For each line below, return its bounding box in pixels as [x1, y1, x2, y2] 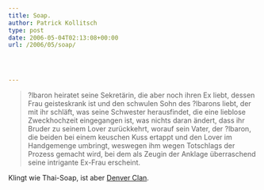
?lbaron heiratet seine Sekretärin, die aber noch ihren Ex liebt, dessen [27, 90, 255, 100]
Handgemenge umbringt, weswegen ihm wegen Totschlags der [27, 141, 235, 150]
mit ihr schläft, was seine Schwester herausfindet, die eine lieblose [27, 108, 247, 117]
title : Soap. [8, 11, 52, 20]
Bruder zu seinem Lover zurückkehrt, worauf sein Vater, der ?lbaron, [27, 124, 251, 134]
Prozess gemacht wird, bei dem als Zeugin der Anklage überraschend [27, 150, 256, 159]
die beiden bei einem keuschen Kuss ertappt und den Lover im [27, 132, 232, 142]
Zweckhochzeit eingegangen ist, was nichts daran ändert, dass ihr [27, 116, 245, 125]
